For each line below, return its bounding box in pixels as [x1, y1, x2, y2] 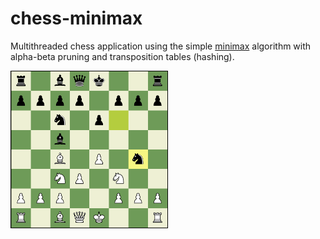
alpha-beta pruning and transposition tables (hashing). [10, 50, 235, 62]
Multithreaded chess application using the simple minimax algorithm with [10, 40, 312, 52]
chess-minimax [10, 7, 143, 30]
